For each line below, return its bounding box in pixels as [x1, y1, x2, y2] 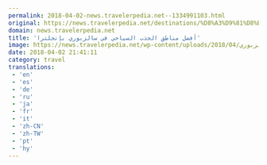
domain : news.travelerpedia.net [8, 26, 115, 34]
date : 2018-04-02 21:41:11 [8, 48, 98, 56]
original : [8, 19, 41, 27]
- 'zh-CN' [11, 122, 44, 130]
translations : [8, 63, 56, 71]
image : [8, 41, 30, 49]
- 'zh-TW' [11, 129, 44, 137]
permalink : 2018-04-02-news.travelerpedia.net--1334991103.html [8, 11, 226, 20]
